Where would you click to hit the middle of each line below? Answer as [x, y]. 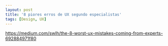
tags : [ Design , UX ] [26, 19]
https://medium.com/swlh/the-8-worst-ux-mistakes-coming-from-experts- [84, 33]
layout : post [19, 10]
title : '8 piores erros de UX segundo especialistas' [64, 14]
